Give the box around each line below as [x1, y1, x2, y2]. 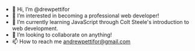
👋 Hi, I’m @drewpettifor [11, 6, 70, 13]
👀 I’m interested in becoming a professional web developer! [11, 12, 159, 19]
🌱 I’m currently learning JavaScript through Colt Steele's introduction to [11, 19, 190, 25]
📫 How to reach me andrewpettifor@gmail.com [11, 38, 131, 45]
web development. [11, 25, 58, 32]
